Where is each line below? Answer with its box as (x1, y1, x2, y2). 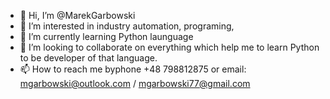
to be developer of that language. (19, 52, 158, 64)
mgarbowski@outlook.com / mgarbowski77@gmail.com (19, 78, 251, 89)
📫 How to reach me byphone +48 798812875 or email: (19, 63, 247, 75)
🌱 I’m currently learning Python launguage (19, 31, 194, 42)
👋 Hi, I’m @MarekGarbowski (19, 10, 136, 21)
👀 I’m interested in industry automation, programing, (19, 20, 235, 32)
